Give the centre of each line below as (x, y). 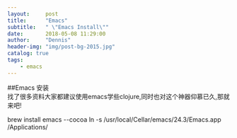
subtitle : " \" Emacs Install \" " (58, 27)
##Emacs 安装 (28, 87)
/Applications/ (28, 127)
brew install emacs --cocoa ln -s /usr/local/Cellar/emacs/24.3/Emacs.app (114, 119)
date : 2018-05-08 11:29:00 (57, 34)
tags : (15, 60)
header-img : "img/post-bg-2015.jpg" (61, 47)
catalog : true (28, 54)
